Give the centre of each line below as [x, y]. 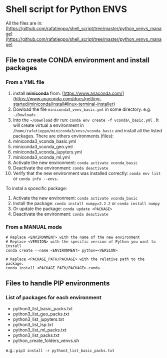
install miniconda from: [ [38, 93]
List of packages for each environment [53, 298]
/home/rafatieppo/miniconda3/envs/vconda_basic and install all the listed [87, 130]
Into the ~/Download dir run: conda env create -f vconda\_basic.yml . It [86, 120]
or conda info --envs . [35, 178]
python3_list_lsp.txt [33, 324]
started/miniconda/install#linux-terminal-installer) [64, 104]
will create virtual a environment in [48, 125]
